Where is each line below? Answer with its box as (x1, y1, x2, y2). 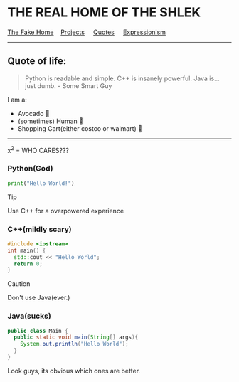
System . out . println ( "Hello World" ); (20, 341, 129, 348)
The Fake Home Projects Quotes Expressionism (7, 28, 166, 36)
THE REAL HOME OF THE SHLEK (7, 4, 201, 21)
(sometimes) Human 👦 (17, 117, 84, 125)
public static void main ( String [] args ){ (14, 334, 139, 341)
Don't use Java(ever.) (7, 293, 70, 302)
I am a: (7, 95, 27, 104)
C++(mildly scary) (7, 224, 73, 234)
